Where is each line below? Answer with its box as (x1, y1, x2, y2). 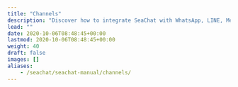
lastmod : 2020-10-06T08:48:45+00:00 (7, 36, 115, 43)
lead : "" (7, 23, 33, 30)
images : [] (7, 56, 40, 63)
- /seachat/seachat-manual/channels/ (20, 69, 132, 76)
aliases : (7, 62, 33, 69)
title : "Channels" (7, 10, 62, 18)
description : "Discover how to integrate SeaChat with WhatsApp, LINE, (7, 17, 223, 24)
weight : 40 (7, 43, 40, 50)
